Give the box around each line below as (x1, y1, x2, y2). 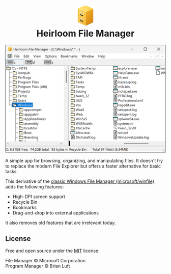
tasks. (5, 168, 18, 174)
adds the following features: (5, 183, 64, 189)
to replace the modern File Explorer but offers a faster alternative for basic (5, 163, 161, 169)
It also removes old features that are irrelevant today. (5, 220, 116, 226)
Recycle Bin (12, 199, 38, 205)
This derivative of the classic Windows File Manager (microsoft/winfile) (5, 178, 154, 184)
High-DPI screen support (12, 194, 65, 200)
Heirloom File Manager (36, 28, 135, 39)
